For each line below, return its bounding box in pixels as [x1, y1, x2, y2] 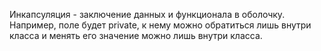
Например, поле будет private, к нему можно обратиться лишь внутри [9, 19, 312, 31]
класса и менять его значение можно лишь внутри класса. [9, 30, 263, 41]
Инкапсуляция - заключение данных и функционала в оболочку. [9, 9, 286, 20]
